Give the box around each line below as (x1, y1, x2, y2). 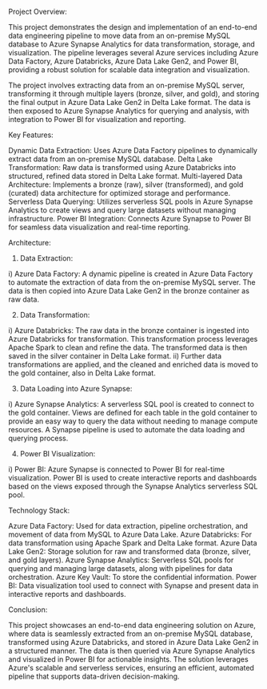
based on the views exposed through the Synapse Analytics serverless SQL (8, 481, 258, 491)
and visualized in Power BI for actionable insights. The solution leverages (8, 655, 249, 664)
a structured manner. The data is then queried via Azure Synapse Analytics (8, 646, 256, 655)
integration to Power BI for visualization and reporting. (8, 115, 186, 124)
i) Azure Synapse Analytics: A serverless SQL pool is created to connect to (8, 399, 254, 408)
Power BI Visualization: (19, 449, 96, 458)
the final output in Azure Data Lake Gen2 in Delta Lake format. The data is (8, 98, 251, 107)
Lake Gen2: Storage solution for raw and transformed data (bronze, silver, (8, 547, 252, 556)
